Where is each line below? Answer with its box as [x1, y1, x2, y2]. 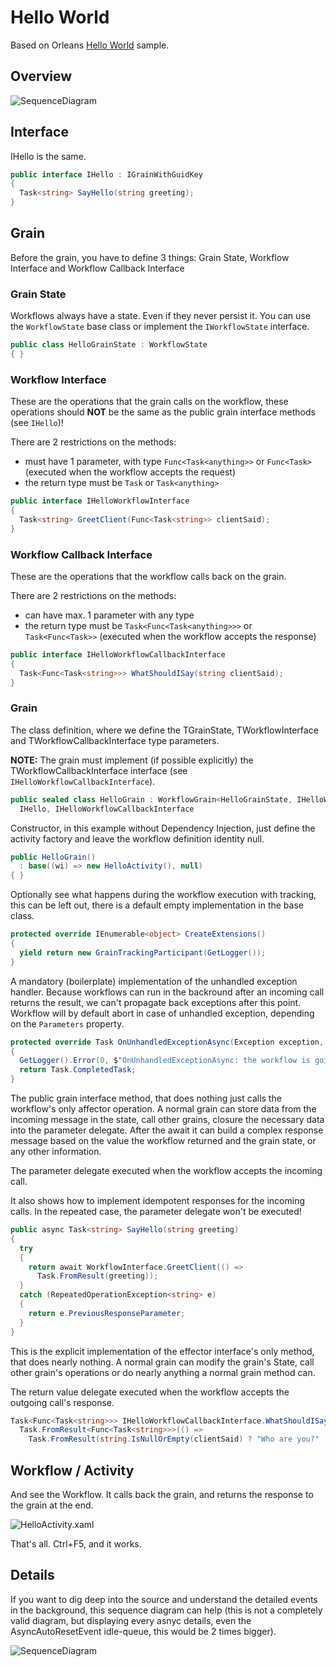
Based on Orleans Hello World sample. [10, 39, 170, 51]
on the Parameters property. [10, 1017, 125, 1030]
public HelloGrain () [10, 852, 97, 862]
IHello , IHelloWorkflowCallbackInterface [19, 804, 195, 814]
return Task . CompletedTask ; [19, 1065, 137, 1075]
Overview [10, 68, 73, 85]
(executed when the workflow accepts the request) [24, 466, 237, 478]
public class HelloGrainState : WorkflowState [10, 340, 208, 350]
